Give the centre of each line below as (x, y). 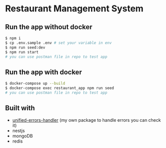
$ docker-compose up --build (35, 84)
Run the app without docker (49, 27)
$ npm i (13, 38)
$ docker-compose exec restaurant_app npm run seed (59, 88)
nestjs (19, 130)
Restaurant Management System (74, 9)
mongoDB (23, 136)
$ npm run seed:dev (25, 48)
